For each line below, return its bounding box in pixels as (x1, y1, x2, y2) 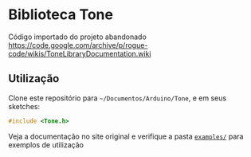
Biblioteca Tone (8, 6, 114, 24)
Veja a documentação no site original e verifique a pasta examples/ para (8, 131, 244, 141)
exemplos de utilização (8, 139, 84, 149)
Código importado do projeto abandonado (8, 32, 147, 41)
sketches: (8, 101, 41, 111)
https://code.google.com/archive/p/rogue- (8, 40, 148, 49)
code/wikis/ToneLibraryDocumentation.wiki (8, 49, 151, 58)
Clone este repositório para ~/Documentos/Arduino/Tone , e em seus (8, 93, 227, 103)
